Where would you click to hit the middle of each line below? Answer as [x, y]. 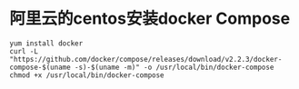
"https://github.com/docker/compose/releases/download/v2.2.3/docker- [146, 59]
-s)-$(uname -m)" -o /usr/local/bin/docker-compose [174, 67]
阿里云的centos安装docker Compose [150, 19]
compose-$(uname [40, 67]
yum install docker [46, 43]
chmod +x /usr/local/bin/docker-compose [87, 75]
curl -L [24, 51]
